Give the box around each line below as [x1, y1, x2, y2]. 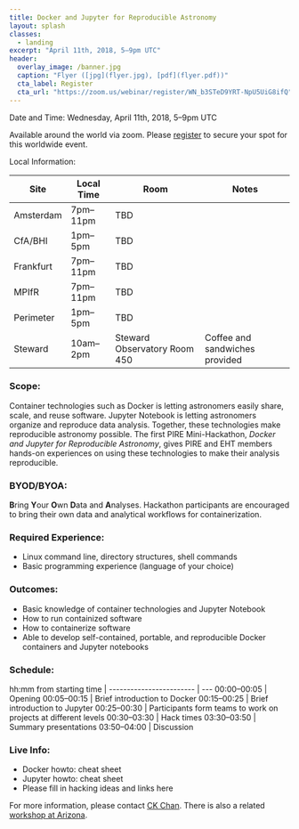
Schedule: [9, 663, 55, 676]
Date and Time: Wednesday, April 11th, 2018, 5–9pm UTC [9, 112, 218, 123]
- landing [17, 37, 53, 47]
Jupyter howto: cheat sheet [21, 774, 124, 784]
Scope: [9, 380, 41, 393]
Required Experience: [9, 532, 105, 544]
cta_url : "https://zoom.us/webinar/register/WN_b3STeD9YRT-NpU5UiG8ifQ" [17, 87, 293, 96]
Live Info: [9, 744, 51, 756]
